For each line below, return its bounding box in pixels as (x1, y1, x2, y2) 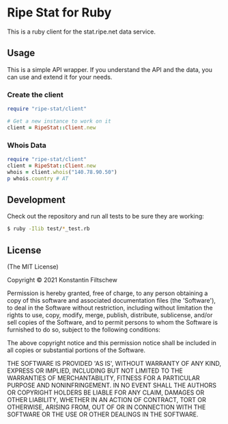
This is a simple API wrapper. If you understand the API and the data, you (7, 65, 213, 73)
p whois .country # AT (7, 175, 69, 182)
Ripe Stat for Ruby (7, 5, 112, 21)
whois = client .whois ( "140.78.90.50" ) (7, 169, 117, 175)
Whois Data (7, 140, 46, 150)
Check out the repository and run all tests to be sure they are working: (7, 212, 205, 221)
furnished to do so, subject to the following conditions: (7, 325, 160, 334)
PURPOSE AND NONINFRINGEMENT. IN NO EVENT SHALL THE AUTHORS (7, 381, 217, 389)
